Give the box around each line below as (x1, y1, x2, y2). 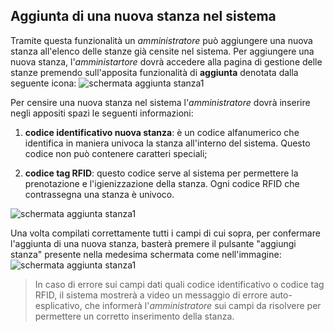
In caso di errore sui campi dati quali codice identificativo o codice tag (34, 278, 325, 290)
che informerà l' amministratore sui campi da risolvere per (84, 299, 322, 311)
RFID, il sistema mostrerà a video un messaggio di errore (34, 289, 268, 301)
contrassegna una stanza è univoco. (24, 188, 175, 200)
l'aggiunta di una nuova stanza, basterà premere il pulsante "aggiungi (10, 237, 297, 249)
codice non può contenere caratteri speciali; (24, 147, 208, 159)
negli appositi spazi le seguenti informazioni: (10, 107, 194, 119)
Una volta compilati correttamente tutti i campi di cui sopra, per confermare (10, 227, 321, 239)
